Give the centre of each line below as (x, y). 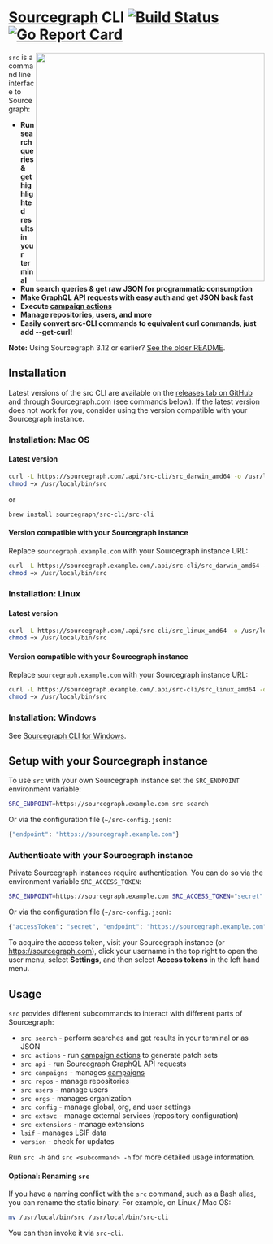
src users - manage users (64, 1090)
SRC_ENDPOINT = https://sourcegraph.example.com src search (108, 804)
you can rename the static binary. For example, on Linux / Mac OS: (120, 1203)
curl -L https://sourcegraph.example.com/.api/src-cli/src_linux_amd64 (132, 689)
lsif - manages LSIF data (63, 1133)
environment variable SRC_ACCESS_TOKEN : (75, 882)
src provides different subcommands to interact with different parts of (126, 1013)
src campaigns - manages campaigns (82, 1072)
